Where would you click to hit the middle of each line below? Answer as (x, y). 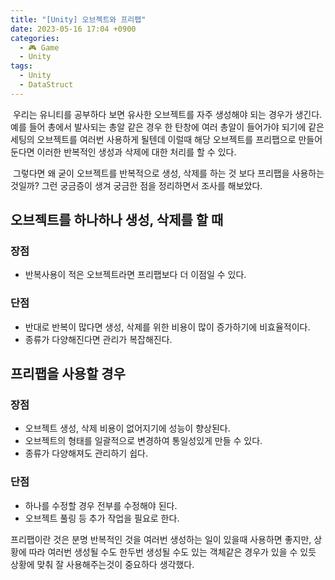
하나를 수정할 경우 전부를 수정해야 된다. (101, 505)
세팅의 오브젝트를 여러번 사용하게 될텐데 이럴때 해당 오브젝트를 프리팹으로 (153, 139)
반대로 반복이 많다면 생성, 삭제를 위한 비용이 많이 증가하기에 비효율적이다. (167, 327)
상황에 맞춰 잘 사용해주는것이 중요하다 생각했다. (102, 564)
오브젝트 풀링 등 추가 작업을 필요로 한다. (102, 518)
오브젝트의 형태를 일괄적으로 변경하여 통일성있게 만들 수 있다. (143, 441)
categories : (35, 38)
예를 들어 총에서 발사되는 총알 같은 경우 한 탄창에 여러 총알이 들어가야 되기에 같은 (167, 127)
